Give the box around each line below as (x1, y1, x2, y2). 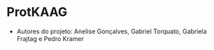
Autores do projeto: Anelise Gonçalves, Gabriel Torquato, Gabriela (16, 27, 207, 35)
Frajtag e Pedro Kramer (16, 34, 85, 42)
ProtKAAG (6, 4, 68, 20)
